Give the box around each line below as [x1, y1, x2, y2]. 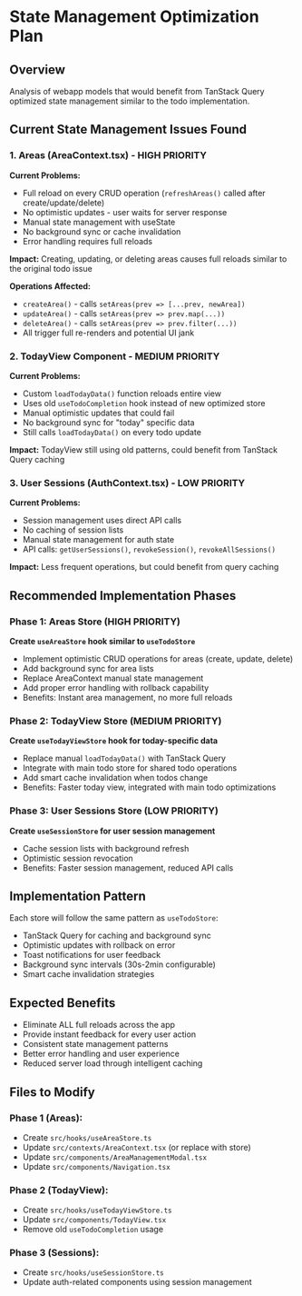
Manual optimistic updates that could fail [22, 407, 175, 418]
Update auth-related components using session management [22, 1277, 252, 1288]
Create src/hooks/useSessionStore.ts [22, 1267, 165, 1278]
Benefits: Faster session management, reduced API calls [22, 862, 234, 873]
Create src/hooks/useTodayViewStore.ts [22, 1204, 172, 1215]
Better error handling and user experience [22, 1048, 180, 1060]
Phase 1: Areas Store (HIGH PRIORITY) [9, 615, 181, 628]
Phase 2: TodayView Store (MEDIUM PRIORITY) [9, 714, 222, 727]
